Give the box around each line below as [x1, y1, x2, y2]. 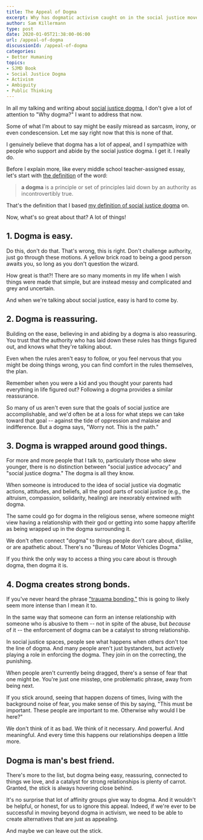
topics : [6, 59, 26, 65]
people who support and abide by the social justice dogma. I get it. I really [6, 147, 190, 155]
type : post [6, 25, 34, 32]
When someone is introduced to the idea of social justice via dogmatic [6, 481, 181, 488]
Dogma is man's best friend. [6, 755, 115, 765]
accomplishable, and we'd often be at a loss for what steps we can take [6, 410, 184, 418]
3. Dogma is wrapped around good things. [6, 441, 168, 451]
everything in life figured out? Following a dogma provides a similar [6, 385, 173, 393]
